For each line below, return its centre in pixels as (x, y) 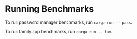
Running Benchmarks (50, 9)
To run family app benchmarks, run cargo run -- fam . (59, 31)
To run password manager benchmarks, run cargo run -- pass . (69, 22)
